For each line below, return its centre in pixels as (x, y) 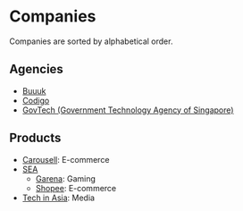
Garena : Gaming (66, 178)
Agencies (37, 69)
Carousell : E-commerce (66, 159)
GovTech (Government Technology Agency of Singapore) (128, 110)
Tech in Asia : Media (59, 198)
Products (35, 138)
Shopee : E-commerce (76, 188)
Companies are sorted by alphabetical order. (91, 41)
